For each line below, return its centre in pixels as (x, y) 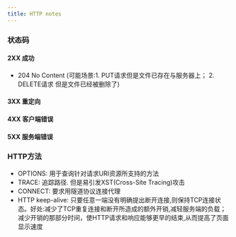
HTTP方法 (25, 156)
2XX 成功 (21, 58)
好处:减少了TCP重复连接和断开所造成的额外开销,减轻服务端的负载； (128, 209)
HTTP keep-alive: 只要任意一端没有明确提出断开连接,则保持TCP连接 (116, 200)
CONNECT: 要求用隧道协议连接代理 (69, 191)
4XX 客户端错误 (30, 119)
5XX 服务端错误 (30, 137)
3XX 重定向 (24, 102)
